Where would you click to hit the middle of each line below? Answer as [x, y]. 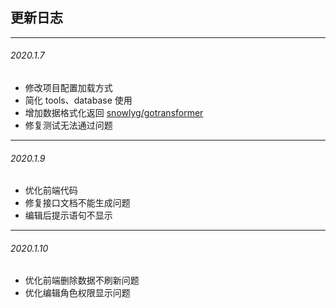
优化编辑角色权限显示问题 [77, 293]
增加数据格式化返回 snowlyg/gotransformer [114, 113]
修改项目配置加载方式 [68, 88]
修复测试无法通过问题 [68, 125]
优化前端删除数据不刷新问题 [82, 280]
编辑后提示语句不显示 [68, 215]
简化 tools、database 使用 [78, 100]
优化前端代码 [51, 190]
